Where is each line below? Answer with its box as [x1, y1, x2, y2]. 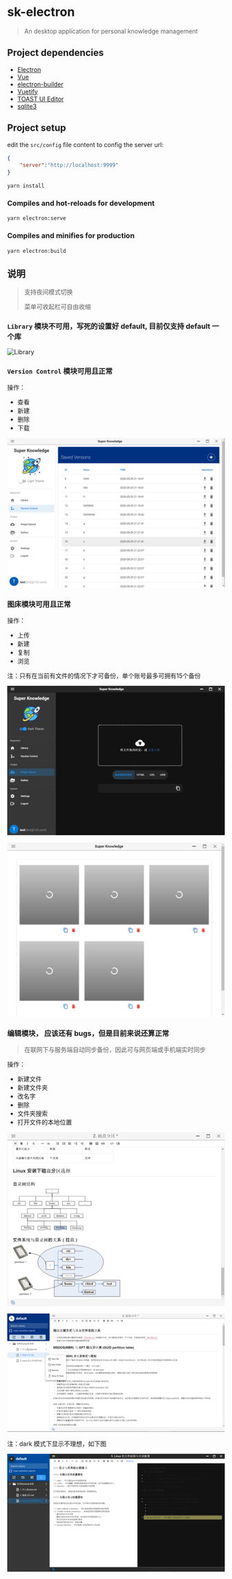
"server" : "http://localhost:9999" [19, 162, 119, 169]
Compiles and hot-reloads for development [7, 198, 155, 208]
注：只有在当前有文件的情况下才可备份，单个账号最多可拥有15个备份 [7, 671, 201, 680]
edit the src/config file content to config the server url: [7, 140, 164, 149]
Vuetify [17, 87, 38, 95]
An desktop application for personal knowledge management [23, 27, 198, 35]
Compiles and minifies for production [7, 231, 135, 240]
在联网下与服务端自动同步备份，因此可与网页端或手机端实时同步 [23, 1045, 206, 1053]
